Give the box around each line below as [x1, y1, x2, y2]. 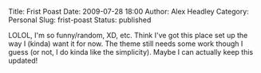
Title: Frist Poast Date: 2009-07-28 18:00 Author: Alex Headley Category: [8, 7, 249, 16]
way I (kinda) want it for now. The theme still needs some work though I [8, 39, 243, 48]
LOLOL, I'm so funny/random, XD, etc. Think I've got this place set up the [8, 31, 248, 40]
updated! [8, 56, 38, 65]
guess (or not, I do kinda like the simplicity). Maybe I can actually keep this [8, 48, 254, 56]
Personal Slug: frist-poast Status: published [8, 15, 152, 25]
